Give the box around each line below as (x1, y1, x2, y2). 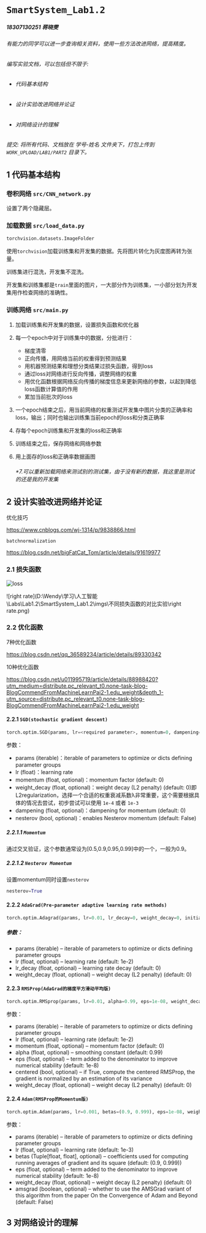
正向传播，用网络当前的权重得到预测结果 (24, 355, 127, 362)
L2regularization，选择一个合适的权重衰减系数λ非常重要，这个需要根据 (15, 791, 194, 799)
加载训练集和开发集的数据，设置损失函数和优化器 (15, 321, 139, 328)
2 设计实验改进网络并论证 (6, 496, 102, 507)
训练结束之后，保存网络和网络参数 (15, 440, 102, 447)
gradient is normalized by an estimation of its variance (15, 1075, 153, 1082)
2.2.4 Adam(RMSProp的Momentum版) (6, 1095, 89, 1102)
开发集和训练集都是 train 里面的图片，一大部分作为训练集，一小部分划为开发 (6, 281, 197, 289)
